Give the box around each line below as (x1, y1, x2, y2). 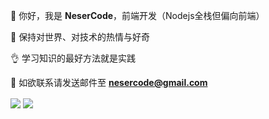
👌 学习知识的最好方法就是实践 (10, 52, 136, 64)
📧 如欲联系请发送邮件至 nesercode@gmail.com (10, 77, 208, 88)
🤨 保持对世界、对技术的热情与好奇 (10, 31, 151, 43)
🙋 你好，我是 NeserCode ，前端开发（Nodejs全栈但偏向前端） (10, 10, 265, 21)
